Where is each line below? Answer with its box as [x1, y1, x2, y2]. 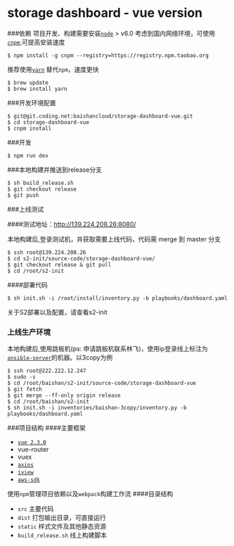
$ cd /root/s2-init [7, 267, 65, 274]
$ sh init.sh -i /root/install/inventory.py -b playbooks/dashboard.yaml [7, 294, 228, 302]
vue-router [17, 445, 49, 454]
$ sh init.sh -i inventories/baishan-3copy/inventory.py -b [7, 405, 188, 412]
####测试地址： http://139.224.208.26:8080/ [7, 220, 136, 228]
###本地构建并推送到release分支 [7, 165, 102, 174]
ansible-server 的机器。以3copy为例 [7, 353, 113, 362]
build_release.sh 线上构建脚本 [17, 531, 108, 540]
